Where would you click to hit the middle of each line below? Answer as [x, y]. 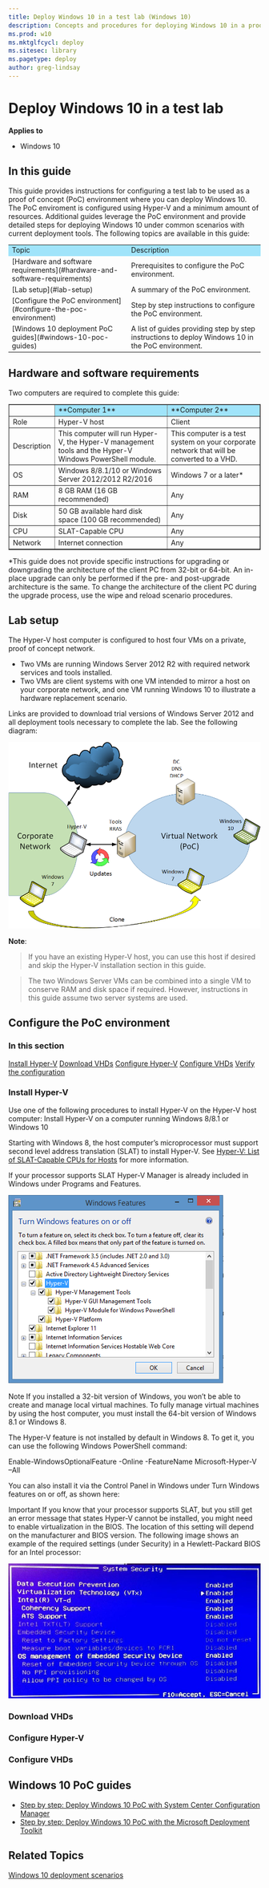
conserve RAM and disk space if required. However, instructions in [138, 989]
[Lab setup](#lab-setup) [52, 290]
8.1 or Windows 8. [37, 1422]
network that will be [203, 450]
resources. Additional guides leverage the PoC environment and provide [127, 216]
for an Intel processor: [45, 1552]
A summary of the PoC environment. [191, 290]
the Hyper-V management [110, 442]
